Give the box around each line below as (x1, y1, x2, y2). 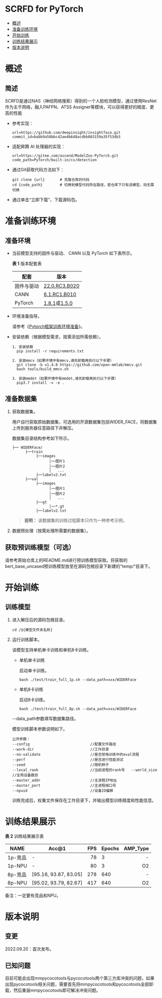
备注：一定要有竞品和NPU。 (5, 892, 61, 898)
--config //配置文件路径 (12, 742, 117, 747)
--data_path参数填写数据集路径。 (12, 715, 78, 721)
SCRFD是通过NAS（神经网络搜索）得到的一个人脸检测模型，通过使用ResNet (5, 98, 157, 104)
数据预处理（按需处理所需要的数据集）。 (12, 528, 91, 534)
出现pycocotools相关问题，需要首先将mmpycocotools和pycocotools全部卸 (5, 981, 154, 987)
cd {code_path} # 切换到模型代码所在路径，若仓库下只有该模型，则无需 (12, 182, 154, 187)
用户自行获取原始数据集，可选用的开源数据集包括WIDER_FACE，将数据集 (12, 419, 157, 425)
